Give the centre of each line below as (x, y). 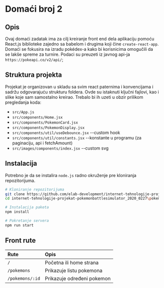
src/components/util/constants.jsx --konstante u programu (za (77, 137)
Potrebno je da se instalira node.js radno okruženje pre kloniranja (71, 175)
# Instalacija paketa (27, 207)
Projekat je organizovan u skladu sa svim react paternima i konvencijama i (79, 87)
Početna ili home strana (72, 263)
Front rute (20, 241)
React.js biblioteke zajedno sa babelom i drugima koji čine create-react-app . (82, 44)
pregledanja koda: (23, 102)
